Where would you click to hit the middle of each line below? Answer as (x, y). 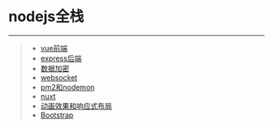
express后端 (61, 58)
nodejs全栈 (46, 17)
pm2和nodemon (67, 87)
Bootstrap (57, 115)
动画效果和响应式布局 (76, 105)
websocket (59, 77)
